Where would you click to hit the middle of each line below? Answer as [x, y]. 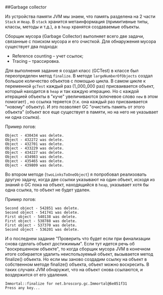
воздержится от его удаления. [37, 275]
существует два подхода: [32, 46]
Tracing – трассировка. [36, 61]
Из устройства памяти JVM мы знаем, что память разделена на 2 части [80, 16]
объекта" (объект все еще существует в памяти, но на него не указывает [82, 112]
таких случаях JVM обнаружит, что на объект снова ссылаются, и [74, 269]
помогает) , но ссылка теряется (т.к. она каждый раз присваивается [76, 101]
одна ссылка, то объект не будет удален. [48, 190]
